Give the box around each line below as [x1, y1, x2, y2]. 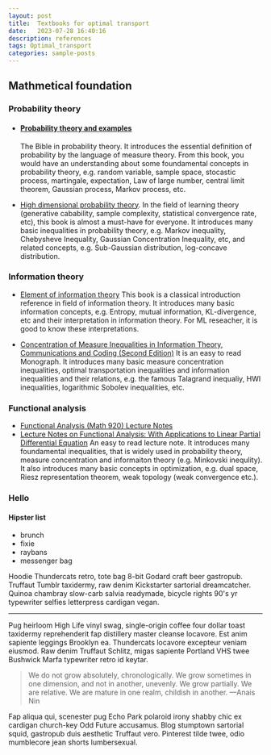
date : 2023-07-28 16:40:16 [8, 27, 106, 35]
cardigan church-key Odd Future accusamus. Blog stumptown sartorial [8, 720, 244, 730]
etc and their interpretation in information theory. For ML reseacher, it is [19, 315, 258, 325]
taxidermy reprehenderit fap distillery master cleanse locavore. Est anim [8, 629, 248, 639]
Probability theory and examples [19, 123, 132, 133]
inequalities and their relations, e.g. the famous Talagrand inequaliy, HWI [19, 373, 261, 383]
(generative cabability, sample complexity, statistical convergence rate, [19, 208, 256, 218]
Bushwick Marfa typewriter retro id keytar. [8, 655, 148, 665]
